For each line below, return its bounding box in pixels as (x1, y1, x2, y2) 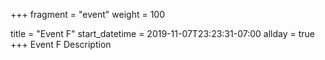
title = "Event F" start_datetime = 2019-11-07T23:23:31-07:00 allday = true (10, 28, 315, 39)
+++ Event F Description (10, 39, 112, 50)
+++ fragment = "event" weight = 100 (10, 9, 166, 20)
